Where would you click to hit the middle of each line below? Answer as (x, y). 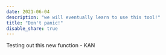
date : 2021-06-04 (28, 12)
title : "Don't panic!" (35, 23)
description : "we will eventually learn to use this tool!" (84, 17)
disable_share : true (32, 28)
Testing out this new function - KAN (51, 45)
